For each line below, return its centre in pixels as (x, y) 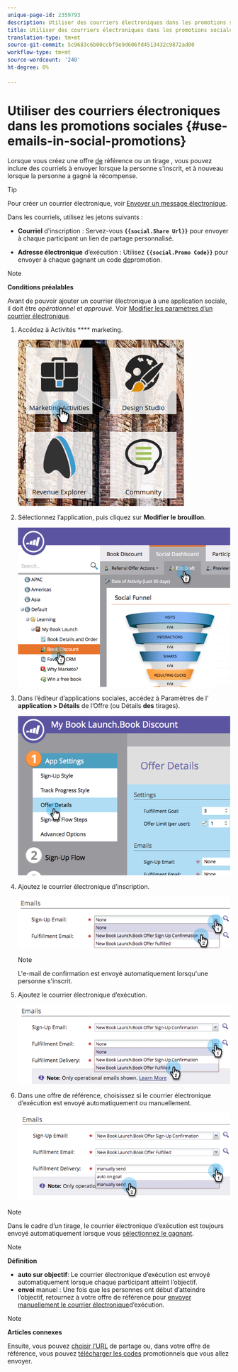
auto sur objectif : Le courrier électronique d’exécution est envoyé (114, 1274)
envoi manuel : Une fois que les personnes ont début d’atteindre (111, 1289)
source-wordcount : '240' (44, 60)
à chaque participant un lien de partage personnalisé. (96, 238)
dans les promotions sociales (95, 126)
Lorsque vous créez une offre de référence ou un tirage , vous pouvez (110, 160)
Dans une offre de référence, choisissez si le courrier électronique (114, 1095)
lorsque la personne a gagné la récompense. (73, 176)
